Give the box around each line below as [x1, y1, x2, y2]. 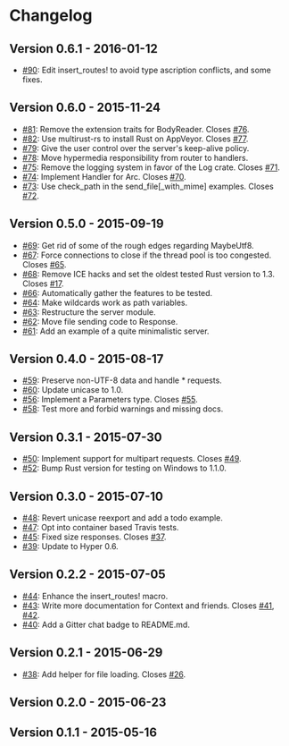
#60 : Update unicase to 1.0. [21, 385, 124, 395]
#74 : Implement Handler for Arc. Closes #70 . [21, 171, 187, 182]
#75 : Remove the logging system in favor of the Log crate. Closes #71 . [21, 162, 281, 173]
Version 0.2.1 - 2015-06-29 [9, 645, 163, 660]
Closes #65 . [21, 259, 67, 269]
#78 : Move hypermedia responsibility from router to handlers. [21, 152, 249, 163]
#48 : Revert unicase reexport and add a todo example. [21, 513, 223, 523]
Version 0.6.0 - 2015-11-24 [9, 100, 161, 115]
